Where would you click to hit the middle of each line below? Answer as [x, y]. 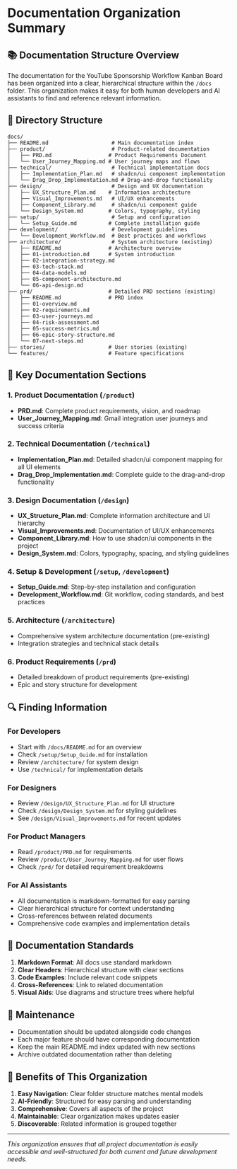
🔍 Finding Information [57, 708]
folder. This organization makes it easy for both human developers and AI [114, 91]
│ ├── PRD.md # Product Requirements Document [107, 155]
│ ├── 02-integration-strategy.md [61, 260]
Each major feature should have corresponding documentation [108, 1040]
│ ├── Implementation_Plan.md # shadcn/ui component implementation [116, 174]
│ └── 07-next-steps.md [45, 341]
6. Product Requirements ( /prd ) [62, 662]
